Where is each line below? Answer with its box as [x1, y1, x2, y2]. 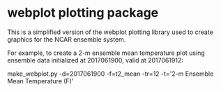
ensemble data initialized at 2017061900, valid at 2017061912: [7, 56, 183, 64]
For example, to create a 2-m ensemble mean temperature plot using [7, 49, 205, 57]
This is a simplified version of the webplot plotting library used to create [7, 28, 214, 36]
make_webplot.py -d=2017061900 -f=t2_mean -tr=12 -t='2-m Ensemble [7, 69, 214, 78]
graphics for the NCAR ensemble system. [7, 35, 126, 43]
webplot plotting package [7, 5, 159, 21]
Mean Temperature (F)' [7, 76, 74, 85]
